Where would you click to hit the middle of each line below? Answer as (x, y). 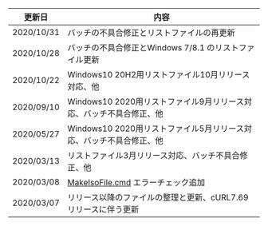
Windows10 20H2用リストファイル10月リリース (159, 75)
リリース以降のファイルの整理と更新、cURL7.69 (158, 197)
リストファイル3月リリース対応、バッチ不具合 (154, 155)
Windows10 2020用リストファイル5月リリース (156, 129)
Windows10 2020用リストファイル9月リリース (156, 101)
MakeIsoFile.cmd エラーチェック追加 (136, 182)
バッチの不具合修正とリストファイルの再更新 (151, 33)
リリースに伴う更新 (103, 209)
